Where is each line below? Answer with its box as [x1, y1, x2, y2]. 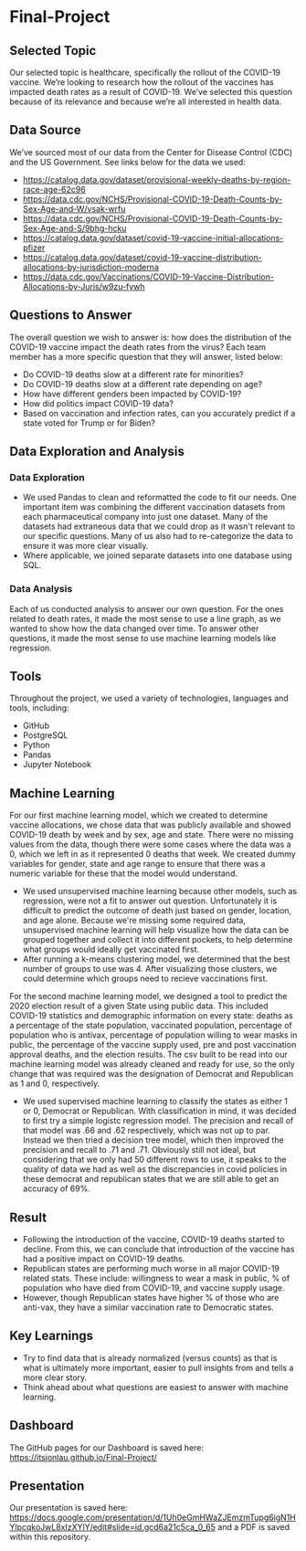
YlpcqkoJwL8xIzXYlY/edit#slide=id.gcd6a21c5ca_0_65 [9, 1522, 216, 1533]
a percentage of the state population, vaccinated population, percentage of [9, 1020, 292, 1031]
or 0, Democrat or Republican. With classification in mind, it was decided [22, 1105, 297, 1116]
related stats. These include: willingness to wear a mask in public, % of [22, 1272, 290, 1284]
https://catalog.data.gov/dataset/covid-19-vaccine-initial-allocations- [22, 232, 284, 243]
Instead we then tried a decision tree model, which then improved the [22, 1134, 285, 1145]
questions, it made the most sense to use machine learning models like [9, 632, 277, 643]
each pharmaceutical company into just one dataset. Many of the [22, 512, 269, 522]
